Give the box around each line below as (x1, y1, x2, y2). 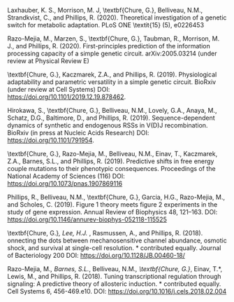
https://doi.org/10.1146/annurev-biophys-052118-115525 (7, 215, 168, 224)
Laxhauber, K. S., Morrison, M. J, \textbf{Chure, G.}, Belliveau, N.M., (7, 6, 203, 14)
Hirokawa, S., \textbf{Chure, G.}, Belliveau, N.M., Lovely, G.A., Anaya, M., (7, 107, 217, 114)
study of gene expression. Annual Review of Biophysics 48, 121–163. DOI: (7, 208, 218, 216)
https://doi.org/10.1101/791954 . (7, 136, 94, 144)
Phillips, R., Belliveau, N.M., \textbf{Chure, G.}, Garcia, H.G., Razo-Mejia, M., (7, 193, 226, 201)
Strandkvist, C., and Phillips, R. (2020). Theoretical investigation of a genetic (7, 13, 227, 22)
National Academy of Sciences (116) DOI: (7, 172, 126, 180)
